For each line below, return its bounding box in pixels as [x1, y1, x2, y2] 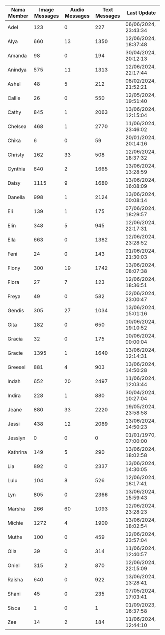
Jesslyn [7, 434, 26, 441]
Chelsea [7, 123, 27, 130]
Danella [7, 194, 26, 201]
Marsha [7, 505, 26, 512]
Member [8, 12, 28, 19]
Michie [7, 520, 24, 526]
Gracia [7, 335, 23, 342]
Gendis [7, 307, 24, 314]
